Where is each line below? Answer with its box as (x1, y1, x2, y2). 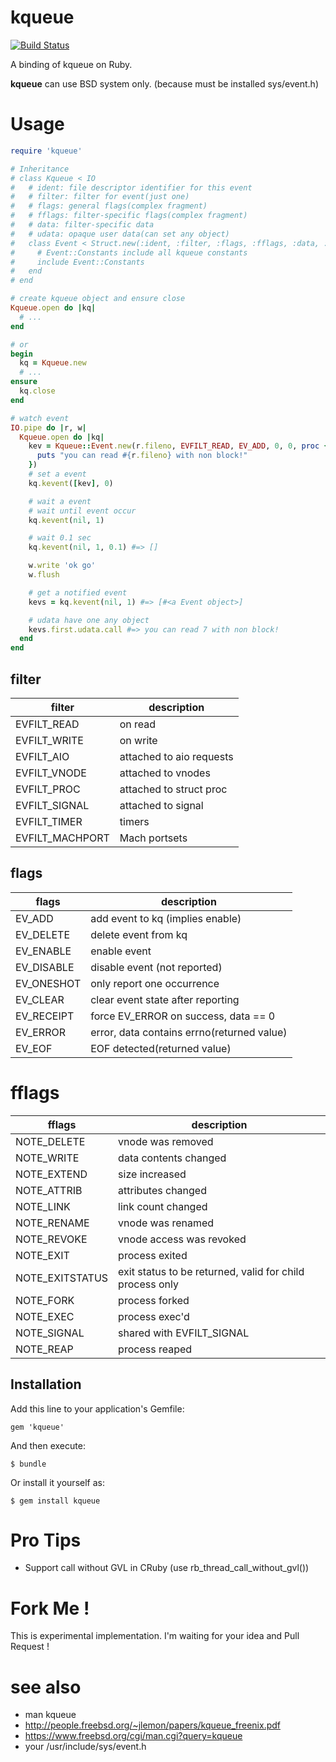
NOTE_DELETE (15, 1134, 86, 1148)
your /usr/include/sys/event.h (24, 1741, 147, 1753)
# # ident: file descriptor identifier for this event (10, 182, 253, 193)
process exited (118, 1248, 188, 1262)
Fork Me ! (10, 1597, 90, 1620)
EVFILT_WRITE (15, 733, 84, 747)
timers (119, 814, 150, 828)
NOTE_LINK (15, 1199, 71, 1213)
